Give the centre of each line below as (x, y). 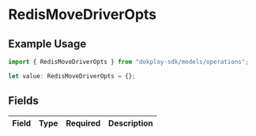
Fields (24, 101)
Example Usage (47, 44)
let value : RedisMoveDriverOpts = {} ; (72, 76)
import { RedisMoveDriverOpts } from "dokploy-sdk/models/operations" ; (128, 62)
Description (131, 123)
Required (83, 123)
